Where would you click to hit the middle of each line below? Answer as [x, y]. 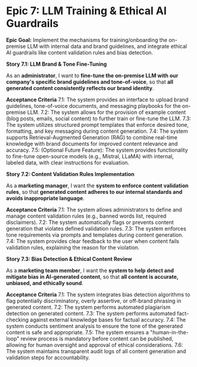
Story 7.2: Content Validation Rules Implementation [70, 174]
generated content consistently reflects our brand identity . [80, 88]
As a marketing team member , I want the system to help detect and [90, 270]
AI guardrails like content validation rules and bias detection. [80, 52]
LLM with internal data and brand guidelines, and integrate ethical [107, 46]
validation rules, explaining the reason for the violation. [73, 247]
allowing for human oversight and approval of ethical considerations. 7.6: [95, 344]
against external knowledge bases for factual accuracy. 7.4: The [108, 320]
